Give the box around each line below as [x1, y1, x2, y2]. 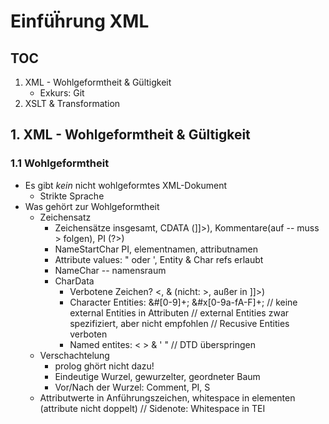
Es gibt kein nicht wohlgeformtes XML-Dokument [24, 179, 228, 191]
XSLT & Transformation [24, 98, 121, 109]
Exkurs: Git [39, 87, 85, 99]
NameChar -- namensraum [54, 264, 167, 276]
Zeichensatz [39, 211, 92, 223]
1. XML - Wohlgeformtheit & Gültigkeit [10, 126, 251, 144]
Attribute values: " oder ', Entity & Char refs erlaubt [54, 253, 264, 265]
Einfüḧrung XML [10, 10, 150, 33]
